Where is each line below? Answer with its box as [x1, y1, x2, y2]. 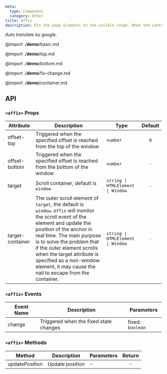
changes [40, 324, 61, 331]
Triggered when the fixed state [40, 318, 112, 325]
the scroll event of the [35, 214, 86, 221]
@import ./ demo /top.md [5, 51, 55, 57]
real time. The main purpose [35, 232, 101, 239]
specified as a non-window [35, 257, 100, 264]
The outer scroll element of [35, 195, 99, 202]
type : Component [9, 8, 43, 14]
